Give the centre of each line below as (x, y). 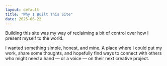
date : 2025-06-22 (23, 19)
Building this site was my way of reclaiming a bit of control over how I (77, 33)
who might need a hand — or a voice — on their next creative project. (77, 59)
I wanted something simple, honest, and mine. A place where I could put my (84, 48)
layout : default (22, 10)
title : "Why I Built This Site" (39, 14)
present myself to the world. (34, 38)
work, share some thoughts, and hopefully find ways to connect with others (83, 53)
